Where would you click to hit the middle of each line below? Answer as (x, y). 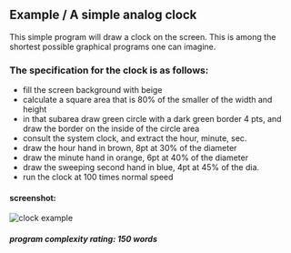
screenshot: (33, 197)
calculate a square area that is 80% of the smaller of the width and (147, 100)
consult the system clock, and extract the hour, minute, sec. (135, 138)
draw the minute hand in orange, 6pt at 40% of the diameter (135, 157)
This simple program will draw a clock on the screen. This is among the (143, 36)
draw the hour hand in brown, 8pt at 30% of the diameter (130, 148)
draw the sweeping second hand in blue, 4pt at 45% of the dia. (141, 167)
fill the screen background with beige (92, 90)
